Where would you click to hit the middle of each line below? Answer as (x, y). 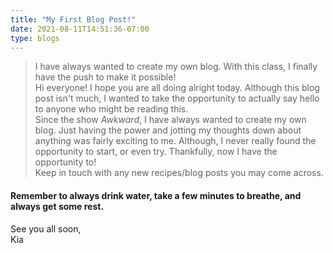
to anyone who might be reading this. (111, 109)
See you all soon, (46, 228)
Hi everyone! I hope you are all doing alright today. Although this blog (177, 88)
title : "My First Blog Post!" (73, 19)
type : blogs (35, 38)
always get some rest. (57, 206)
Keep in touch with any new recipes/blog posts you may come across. (179, 173)
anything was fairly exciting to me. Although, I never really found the (175, 141)
